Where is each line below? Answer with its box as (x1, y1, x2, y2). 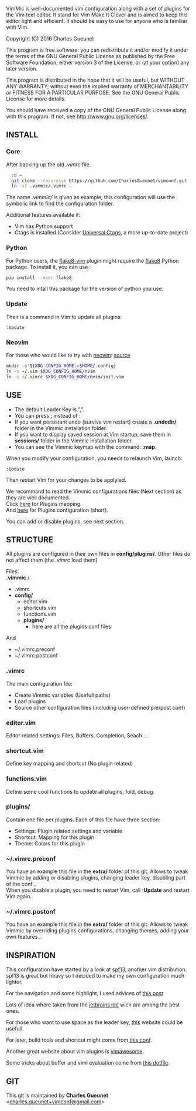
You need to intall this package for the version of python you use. (6, 285, 164, 293)
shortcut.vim (6, 746, 44, 754)
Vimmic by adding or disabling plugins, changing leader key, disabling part (6, 874, 186, 881)
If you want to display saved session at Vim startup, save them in (14, 431, 171, 438)
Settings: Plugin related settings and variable (14, 827, 123, 834)
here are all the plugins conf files (32, 623, 111, 630)
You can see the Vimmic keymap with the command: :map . (14, 443, 157, 450)
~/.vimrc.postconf (14, 652, 58, 659)
